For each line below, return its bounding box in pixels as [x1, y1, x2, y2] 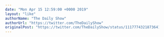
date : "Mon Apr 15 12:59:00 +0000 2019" [5, 7, 89, 12]
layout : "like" [5, 12, 36, 16]
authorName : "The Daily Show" [5, 16, 67, 21]
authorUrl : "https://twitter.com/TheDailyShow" [5, 20, 104, 25]
